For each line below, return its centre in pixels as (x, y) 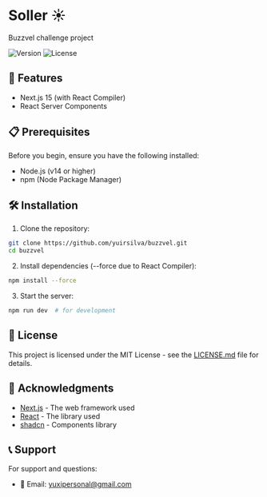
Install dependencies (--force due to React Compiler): (108, 266)
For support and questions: (53, 469)
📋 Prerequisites (49, 132)
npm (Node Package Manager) (71, 179)
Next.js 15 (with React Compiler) (73, 97)
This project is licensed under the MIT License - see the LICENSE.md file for (133, 355)
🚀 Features (36, 78)
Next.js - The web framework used (77, 408)
